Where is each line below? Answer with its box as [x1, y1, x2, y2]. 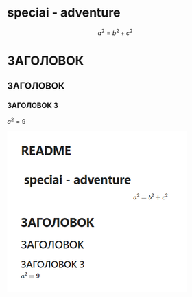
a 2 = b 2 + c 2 [97, 27, 133, 37]
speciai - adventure [7, 5, 121, 21]
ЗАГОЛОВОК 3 [7, 101, 58, 111]
